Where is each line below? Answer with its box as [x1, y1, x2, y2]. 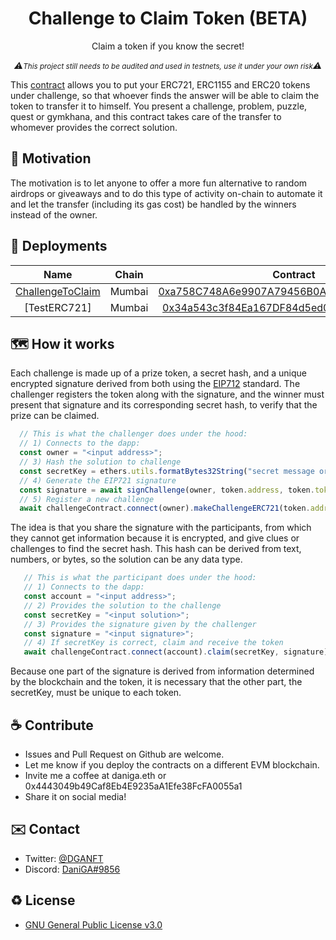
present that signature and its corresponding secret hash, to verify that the [10, 399, 318, 411]
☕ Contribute [10, 717, 94, 734]
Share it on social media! [24, 790, 127, 802]
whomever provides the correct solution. [10, 121, 178, 133]
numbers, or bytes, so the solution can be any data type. [10, 553, 243, 566]
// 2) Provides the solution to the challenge [23, 600, 222, 611]
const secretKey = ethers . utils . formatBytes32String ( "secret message [19, 466, 315, 476]
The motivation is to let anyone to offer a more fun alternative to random [10, 177, 308, 189]
